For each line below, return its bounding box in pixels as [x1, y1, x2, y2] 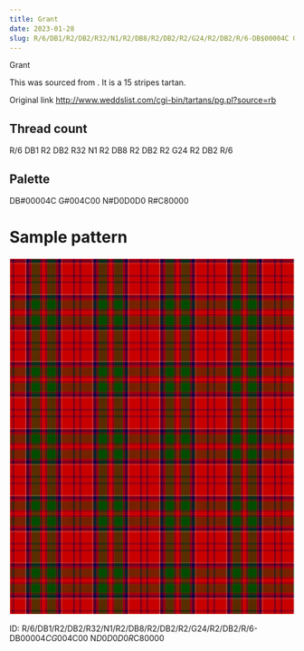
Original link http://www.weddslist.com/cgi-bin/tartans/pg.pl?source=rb [9, 95, 277, 106]
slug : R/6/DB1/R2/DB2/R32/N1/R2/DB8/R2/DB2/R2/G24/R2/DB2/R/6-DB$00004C [9, 34, 290, 43]
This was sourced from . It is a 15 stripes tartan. [9, 77, 186, 88]
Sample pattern [9, 227, 128, 248]
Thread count [9, 120, 88, 136]
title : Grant [9, 14, 59, 24]
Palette [9, 171, 51, 187]
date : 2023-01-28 [9, 24, 75, 34]
